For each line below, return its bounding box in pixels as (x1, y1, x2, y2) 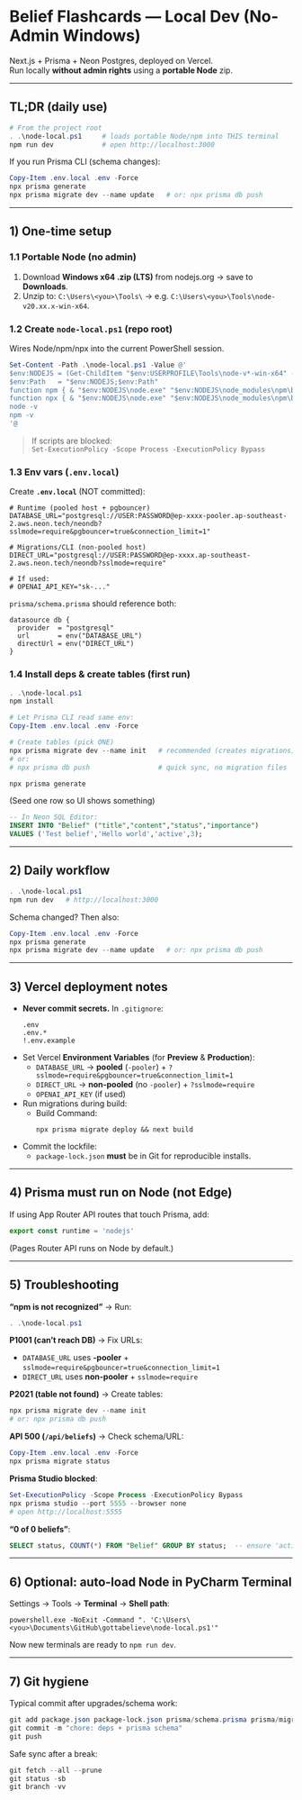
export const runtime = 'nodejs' (9, 1226, 135, 1235)
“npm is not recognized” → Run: (9, 1301, 132, 1312)
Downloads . (22, 281, 69, 292)
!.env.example (22, 1036, 75, 1046)
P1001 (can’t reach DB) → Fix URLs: (9, 1335, 143, 1346)
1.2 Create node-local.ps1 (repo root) (9, 323, 173, 335)
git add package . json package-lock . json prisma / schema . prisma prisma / (9, 1715, 280, 1724)
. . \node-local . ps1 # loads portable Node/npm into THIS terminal (9, 132, 280, 141)
